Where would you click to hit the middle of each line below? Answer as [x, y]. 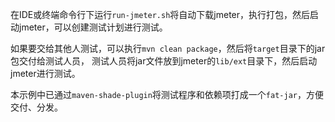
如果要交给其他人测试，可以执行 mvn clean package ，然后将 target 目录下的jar [168, 48]
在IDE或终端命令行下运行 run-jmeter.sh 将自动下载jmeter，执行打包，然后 [160, 14]
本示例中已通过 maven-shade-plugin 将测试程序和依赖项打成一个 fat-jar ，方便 [167, 94]
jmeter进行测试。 [45, 73]
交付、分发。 [36, 107]
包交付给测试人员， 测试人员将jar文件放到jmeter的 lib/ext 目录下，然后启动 [164, 61]
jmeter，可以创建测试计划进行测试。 [93, 27]
